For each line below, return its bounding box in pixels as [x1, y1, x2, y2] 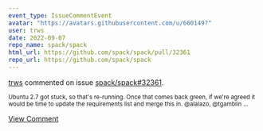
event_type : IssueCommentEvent [8, 11, 112, 20]
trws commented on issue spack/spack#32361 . [8, 77, 164, 87]
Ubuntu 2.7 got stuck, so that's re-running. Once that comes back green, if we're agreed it [8, 93, 256, 101]
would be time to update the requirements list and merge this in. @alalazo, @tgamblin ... [8, 100, 249, 108]
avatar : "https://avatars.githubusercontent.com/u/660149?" [8, 19, 213, 27]
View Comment [8, 114, 59, 123]
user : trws [8, 26, 45, 34]
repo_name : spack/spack [8, 41, 88, 49]
